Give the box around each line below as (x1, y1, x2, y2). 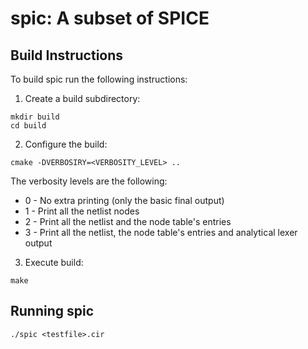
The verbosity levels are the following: (10, 175, 168, 187)
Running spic (10, 303, 95, 320)
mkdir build (10, 112, 60, 122)
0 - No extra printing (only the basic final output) (24, 195, 225, 206)
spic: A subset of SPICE (10, 7, 210, 30)
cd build (10, 121, 47, 131)
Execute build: (24, 257, 84, 268)
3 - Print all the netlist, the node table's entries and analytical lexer (24, 227, 298, 238)
